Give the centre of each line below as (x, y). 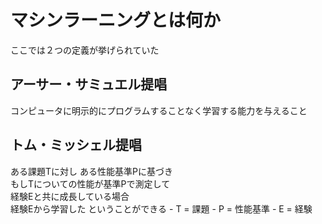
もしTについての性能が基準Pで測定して (90, 183)
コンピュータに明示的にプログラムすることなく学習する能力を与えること (159, 110)
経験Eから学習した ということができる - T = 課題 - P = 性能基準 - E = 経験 (161, 208)
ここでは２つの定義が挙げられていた (85, 50)
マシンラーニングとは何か (116, 20)
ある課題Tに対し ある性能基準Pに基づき (91, 171)
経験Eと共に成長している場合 (70, 196)
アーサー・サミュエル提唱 (89, 84)
